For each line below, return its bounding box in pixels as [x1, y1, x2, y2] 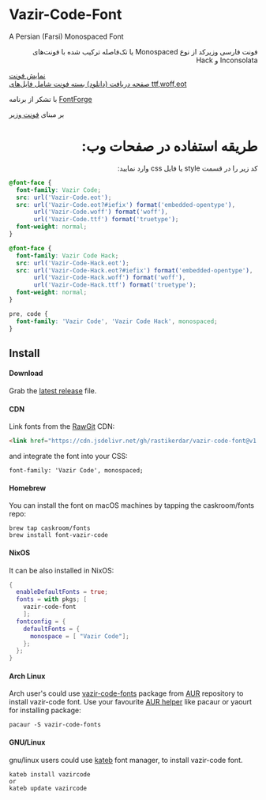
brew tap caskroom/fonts [9, 524, 91, 532]
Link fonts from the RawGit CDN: [9, 422, 115, 431]
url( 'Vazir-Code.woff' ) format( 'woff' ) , [33, 208, 169, 216]
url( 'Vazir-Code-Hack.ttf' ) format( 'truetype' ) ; [33, 281, 197, 289]
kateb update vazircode [9, 784, 88, 792]
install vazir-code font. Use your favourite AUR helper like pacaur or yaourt [9, 697, 252, 707]
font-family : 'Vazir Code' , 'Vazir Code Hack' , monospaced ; [16, 317, 218, 325]
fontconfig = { [16, 618, 66, 625]
